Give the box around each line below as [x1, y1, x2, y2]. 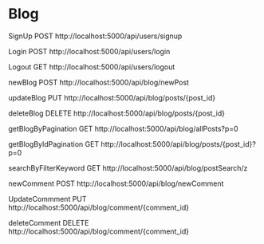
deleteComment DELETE [8, 218, 89, 227]
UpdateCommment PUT [8, 194, 87, 203]
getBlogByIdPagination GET [8, 139, 100, 148]
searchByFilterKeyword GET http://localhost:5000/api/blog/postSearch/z [8, 163, 248, 172]
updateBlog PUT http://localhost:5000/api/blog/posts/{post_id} [8, 92, 216, 102]
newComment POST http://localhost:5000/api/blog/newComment [8, 179, 224, 188]
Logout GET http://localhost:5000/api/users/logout [8, 61, 175, 72]
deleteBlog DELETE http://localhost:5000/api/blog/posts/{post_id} [8, 108, 226, 118]
